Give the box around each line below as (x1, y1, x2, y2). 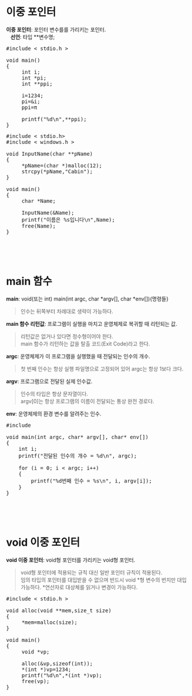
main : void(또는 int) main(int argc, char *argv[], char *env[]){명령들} (6, 295, 169, 302)
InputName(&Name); (21, 209, 75, 216)
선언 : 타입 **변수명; (10, 33, 55, 40)
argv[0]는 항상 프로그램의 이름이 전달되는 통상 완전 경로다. (20, 397, 154, 404)
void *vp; (21, 648, 50, 655)
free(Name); (21, 222, 56, 229)
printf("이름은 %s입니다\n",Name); (21, 216, 116, 223)
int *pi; (21, 74, 47, 81)
